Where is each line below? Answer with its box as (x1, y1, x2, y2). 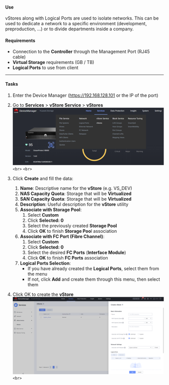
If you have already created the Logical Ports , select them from (27, 266, 159, 272)
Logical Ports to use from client (12, 65, 79, 71)
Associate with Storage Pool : (20, 207, 82, 213)
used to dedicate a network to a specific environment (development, (5, 21, 147, 27)
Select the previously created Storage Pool (27, 223, 117, 229)
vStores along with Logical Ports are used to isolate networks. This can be (5, 15, 159, 21)
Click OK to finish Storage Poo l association (27, 228, 117, 234)
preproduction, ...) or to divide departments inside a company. (5, 26, 134, 32)
